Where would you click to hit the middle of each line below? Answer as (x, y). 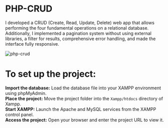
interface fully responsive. (32, 44)
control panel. (20, 114)
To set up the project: (51, 74)
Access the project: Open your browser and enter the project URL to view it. (85, 120)
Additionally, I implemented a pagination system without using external (78, 33)
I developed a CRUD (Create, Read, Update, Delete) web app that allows (80, 23)
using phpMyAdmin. (26, 93)
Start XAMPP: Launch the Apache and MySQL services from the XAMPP (81, 109)
